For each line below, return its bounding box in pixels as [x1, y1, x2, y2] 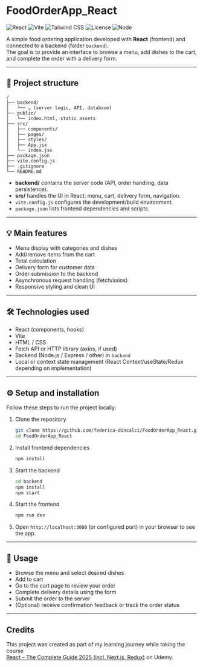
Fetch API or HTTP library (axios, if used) [14, 345, 118, 352]
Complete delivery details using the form [14, 589, 117, 596]
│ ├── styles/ [6, 136, 47, 142]
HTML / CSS [14, 339, 47, 346]
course [6, 647, 24, 654]
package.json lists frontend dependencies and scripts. [14, 204, 150, 212]
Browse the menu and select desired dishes [14, 569, 124, 577]
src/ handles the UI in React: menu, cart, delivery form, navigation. [14, 192, 181, 199]
